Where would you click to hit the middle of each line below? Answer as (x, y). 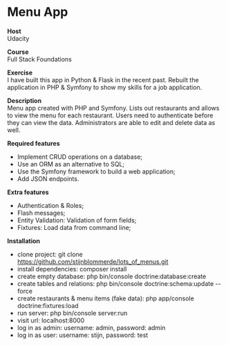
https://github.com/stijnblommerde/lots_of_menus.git (93, 261)
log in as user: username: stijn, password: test (83, 335)
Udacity (18, 38)
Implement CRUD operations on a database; (80, 157)
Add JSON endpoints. (48, 179)
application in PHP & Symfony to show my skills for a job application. (105, 87)
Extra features (28, 192)
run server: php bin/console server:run (72, 313)
